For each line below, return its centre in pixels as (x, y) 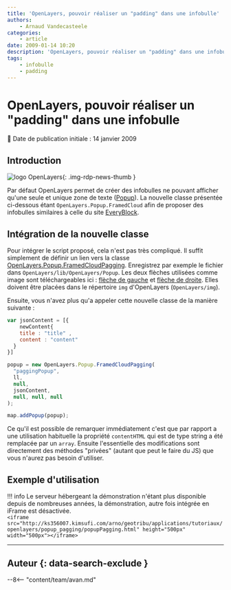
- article (34, 39)
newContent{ (36, 327)
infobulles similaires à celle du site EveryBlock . (73, 212)
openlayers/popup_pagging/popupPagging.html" (73, 530)
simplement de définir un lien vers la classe (68, 258)
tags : (15, 59)
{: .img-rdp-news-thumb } (99, 177)
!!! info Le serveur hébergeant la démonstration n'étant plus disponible (107, 496)
